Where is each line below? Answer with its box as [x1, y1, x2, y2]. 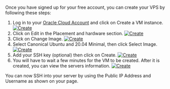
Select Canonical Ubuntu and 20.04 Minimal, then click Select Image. [12, 41, 157, 47]
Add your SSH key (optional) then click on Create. [12, 52, 117, 58]
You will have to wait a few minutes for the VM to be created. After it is [12, 57, 160, 63]
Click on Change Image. [12, 36, 63, 42]
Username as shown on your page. [5, 78, 79, 84]
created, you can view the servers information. [12, 63, 111, 69]
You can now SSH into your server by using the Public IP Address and [5, 73, 151, 78]
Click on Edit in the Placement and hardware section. [12, 31, 123, 36]
